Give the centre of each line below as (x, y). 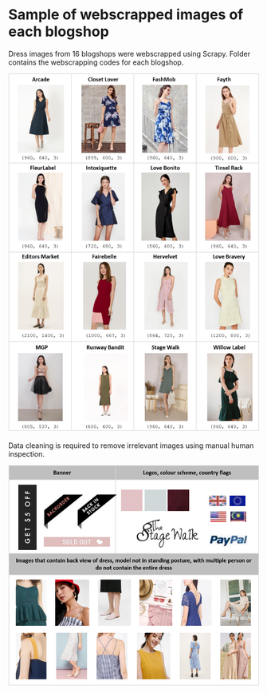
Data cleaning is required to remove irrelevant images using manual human (131, 445)
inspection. (27, 453)
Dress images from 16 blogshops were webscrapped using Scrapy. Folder (130, 53)
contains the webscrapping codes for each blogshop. (96, 62)
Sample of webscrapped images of (126, 15)
